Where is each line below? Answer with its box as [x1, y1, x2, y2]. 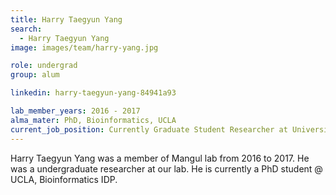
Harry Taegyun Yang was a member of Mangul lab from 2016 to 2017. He [10, 152, 310, 164]
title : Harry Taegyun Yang [10, 14, 123, 25]
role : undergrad [10, 61, 78, 71]
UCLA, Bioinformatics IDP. [10, 173, 118, 185]
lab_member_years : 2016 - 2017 [10, 106, 141, 116]
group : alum [10, 70, 60, 80]
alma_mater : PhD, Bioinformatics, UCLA [10, 115, 177, 125]
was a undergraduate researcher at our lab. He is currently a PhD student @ [10, 162, 323, 175]
